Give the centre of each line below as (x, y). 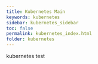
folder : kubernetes (30, 39)
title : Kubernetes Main (36, 12)
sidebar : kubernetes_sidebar (42, 23)
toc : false (20, 28)
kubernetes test (26, 56)
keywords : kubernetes (33, 17)
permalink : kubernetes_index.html (49, 34)
